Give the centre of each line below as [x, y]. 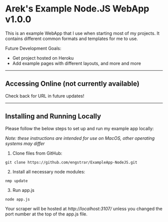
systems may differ [25, 143]
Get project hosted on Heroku [43, 58]
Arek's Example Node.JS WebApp [77, 9]
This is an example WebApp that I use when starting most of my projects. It [82, 33]
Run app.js [23, 190]
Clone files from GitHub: [37, 153]
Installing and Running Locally [53, 117]
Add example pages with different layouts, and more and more [77, 63]
